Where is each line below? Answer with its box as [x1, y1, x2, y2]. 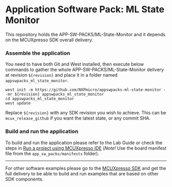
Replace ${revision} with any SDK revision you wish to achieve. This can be [5, 110, 166, 116]
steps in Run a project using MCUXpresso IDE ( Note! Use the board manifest [5, 145, 167, 151]
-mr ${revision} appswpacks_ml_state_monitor [5, 92, 104, 97]
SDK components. [5, 176, 44, 182]
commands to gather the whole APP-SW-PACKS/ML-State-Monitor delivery [5, 66, 164, 73]
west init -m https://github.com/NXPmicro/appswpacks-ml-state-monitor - [5, 87, 166, 92]
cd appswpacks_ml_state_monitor [5, 96, 74, 102]
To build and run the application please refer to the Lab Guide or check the [5, 139, 163, 146]
